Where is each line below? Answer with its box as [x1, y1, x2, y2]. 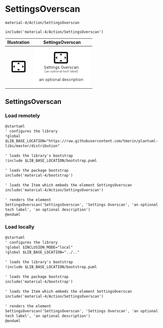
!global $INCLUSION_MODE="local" [5, 245, 73, 250]
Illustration [7, 39, 30, 45]
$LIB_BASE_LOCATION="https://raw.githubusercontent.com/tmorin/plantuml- [5, 138, 159, 143]
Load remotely [5, 112, 41, 119]
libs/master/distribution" [5, 143, 60, 148]
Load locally [5, 223, 35, 230]
